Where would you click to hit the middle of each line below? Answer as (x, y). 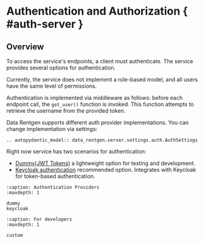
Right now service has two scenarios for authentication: (76, 151)
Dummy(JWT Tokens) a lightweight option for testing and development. (105, 163)
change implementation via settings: (52, 129)
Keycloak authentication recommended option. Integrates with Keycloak (106, 170)
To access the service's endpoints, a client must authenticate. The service (100, 61)
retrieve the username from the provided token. (66, 111)
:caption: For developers (39, 219)
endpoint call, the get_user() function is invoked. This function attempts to (100, 104)
